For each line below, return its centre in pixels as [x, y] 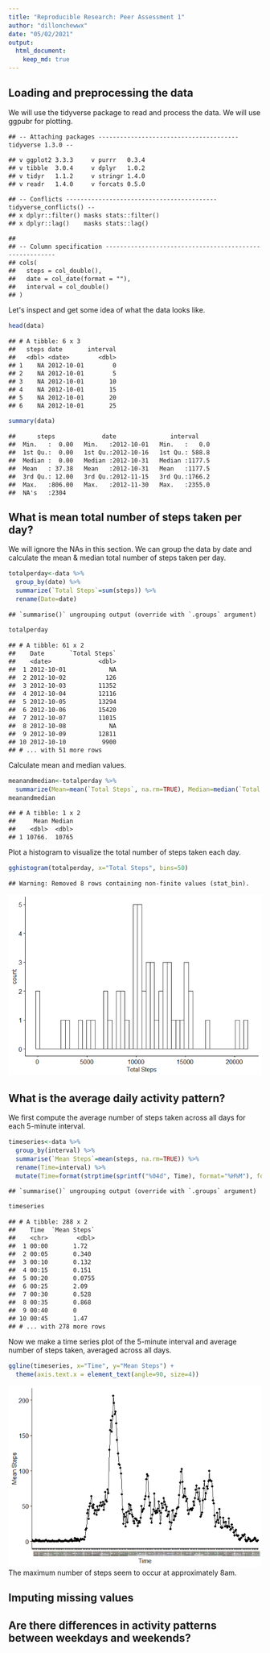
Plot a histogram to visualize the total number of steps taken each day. [125, 852]
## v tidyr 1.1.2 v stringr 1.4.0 [77, 176]
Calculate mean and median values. [67, 764]
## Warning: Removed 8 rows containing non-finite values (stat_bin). [129, 884]
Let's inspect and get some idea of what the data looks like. [107, 309]
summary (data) [32, 420]
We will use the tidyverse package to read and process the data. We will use [135, 112]
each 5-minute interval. [47, 1126]
